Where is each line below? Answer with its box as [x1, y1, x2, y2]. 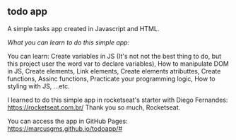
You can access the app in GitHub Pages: [7, 117, 129, 125]
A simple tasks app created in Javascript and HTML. [7, 24, 160, 33]
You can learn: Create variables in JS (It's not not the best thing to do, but [7, 52, 222, 60]
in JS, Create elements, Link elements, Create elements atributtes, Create [7, 66, 221, 75]
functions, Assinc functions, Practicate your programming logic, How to [7, 74, 216, 83]
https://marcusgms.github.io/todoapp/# [7, 124, 123, 133]
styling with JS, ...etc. [7, 81, 71, 91]
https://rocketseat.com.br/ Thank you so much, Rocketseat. [7, 103, 181, 112]
